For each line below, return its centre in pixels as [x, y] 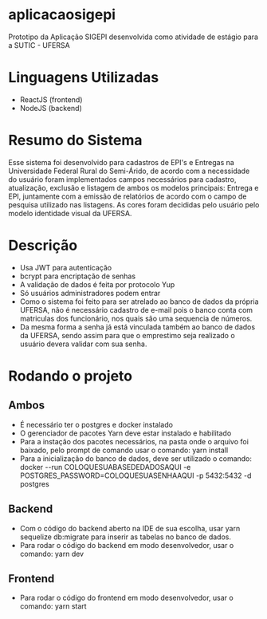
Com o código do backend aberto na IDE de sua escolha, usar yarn [130, 528]
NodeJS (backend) [51, 108]
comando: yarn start [53, 606]
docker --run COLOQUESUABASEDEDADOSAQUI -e [105, 467]
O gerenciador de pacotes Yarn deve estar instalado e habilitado [126, 433]
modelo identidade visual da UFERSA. [70, 213]
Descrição [43, 246]
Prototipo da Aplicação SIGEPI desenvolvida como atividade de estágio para [133, 37]
